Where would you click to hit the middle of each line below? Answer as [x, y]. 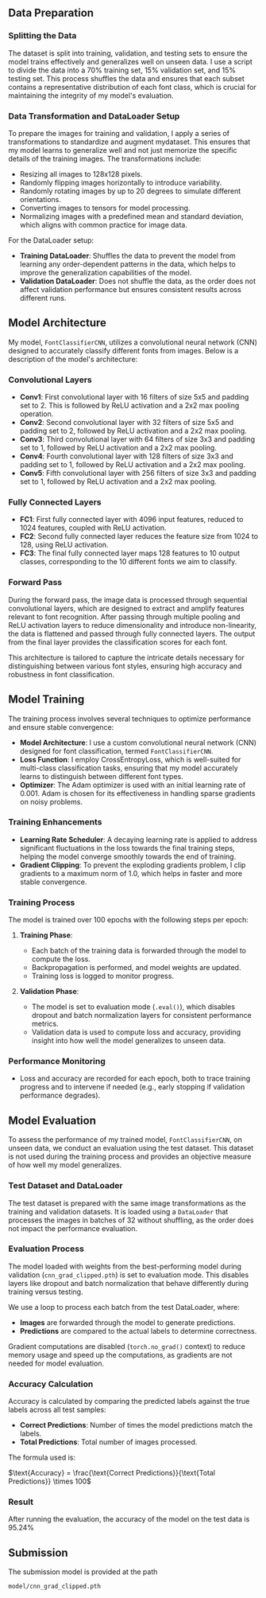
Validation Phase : [49, 992]
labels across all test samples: [57, 1410]
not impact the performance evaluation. [73, 1228]
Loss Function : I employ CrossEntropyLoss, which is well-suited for [130, 759]
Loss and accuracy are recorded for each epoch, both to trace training [135, 1078]
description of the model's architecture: [73, 359]
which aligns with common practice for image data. [104, 224]
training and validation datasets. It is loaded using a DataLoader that [118, 1211]
